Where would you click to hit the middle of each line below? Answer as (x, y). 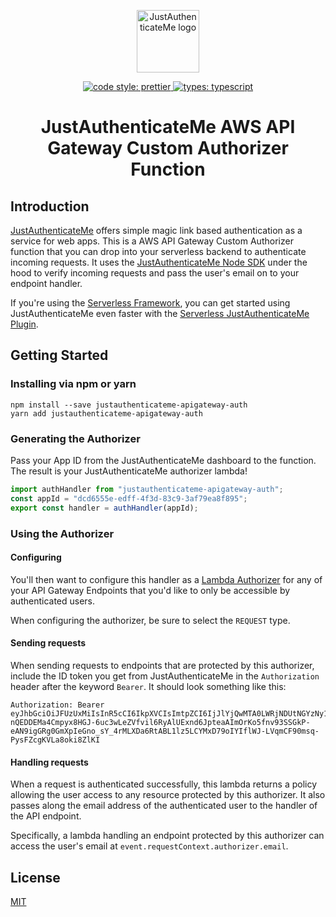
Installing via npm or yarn (73, 384)
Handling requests (49, 762)
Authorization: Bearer (57, 705)
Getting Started (59, 355)
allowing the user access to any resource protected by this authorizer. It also (168, 795)
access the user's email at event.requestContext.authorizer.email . (149, 846)
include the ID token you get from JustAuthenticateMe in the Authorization (165, 676)
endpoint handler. (46, 283)
